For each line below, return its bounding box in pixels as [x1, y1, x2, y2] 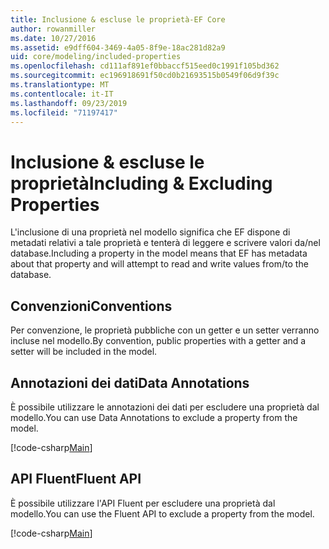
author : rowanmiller [10, 24, 97, 34]
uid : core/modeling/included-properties [10, 52, 182, 62]
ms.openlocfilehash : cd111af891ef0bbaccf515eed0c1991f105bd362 [10, 61, 280, 71]
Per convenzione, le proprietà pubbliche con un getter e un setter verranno [10, 324, 320, 336]
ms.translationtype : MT [10, 80, 110, 90]
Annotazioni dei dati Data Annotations [10, 374, 250, 391]
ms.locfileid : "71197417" [10, 107, 118, 118]
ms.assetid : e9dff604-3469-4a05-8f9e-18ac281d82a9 [10, 42, 226, 53]
